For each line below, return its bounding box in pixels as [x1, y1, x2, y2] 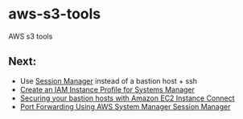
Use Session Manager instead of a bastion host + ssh [19, 76, 198, 85]
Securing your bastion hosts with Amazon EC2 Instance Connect [19, 93, 235, 103]
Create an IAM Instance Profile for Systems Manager [19, 84, 196, 94]
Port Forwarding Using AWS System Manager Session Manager [19, 101, 231, 111]
